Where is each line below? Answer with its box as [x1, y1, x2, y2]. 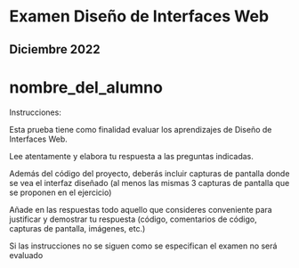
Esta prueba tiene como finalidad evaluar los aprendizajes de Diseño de [9, 124, 272, 134]
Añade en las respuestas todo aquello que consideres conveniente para [9, 204, 273, 215]
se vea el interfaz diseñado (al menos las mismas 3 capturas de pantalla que [9, 177, 290, 188]
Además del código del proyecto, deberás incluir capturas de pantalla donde [9, 167, 290, 179]
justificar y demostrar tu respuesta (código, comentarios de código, [9, 214, 257, 224]
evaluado [9, 249, 44, 260]
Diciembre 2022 [9, 42, 101, 57]
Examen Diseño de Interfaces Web [9, 6, 270, 27]
